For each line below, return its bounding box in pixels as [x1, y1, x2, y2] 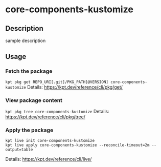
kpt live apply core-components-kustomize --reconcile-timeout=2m [5, 142, 150, 148]
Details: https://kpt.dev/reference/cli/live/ [5, 156, 92, 162]
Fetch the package [5, 68, 53, 75]
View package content [5, 96, 63, 103]
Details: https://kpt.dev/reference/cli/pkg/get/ [27, 83, 123, 90]
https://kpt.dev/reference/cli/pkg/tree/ [5, 114, 86, 120]
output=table [5, 147, 33, 152]
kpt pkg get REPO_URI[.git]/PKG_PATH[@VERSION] [5, 79, 109, 85]
